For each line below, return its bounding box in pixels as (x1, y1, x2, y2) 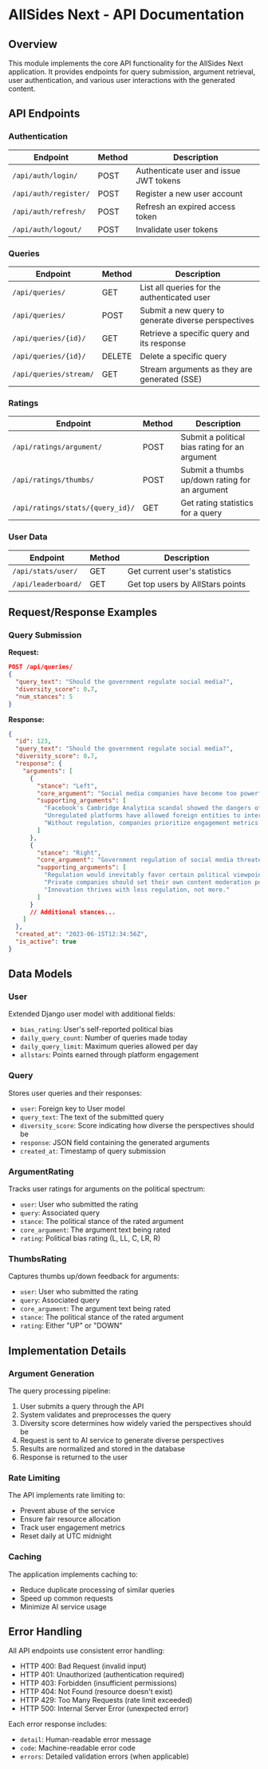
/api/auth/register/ (12, 189, 90, 198)
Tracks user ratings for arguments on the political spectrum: (8, 1184, 206, 1194)
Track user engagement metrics (19, 1522, 125, 1533)
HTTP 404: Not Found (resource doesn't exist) (19, 1687, 173, 1696)
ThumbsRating (8, 1253, 67, 1264)
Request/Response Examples (8, 605, 158, 619)
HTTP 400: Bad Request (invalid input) (19, 1661, 147, 1671)
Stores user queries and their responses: (8, 1088, 142, 1098)
